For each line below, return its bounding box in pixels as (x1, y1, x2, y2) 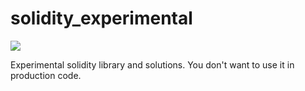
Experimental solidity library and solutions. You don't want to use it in (10, 58, 295, 71)
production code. (10, 69, 82, 81)
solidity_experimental (10, 7, 193, 30)
